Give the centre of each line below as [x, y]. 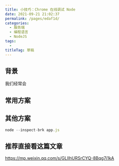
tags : [10, 41]
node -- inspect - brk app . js [32, 130]
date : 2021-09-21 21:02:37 [32, 14]
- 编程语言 [19, 32]
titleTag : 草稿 [20, 50]
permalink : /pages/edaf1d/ [32, 18]
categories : [17, 23]
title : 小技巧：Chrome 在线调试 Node [40, 9]
